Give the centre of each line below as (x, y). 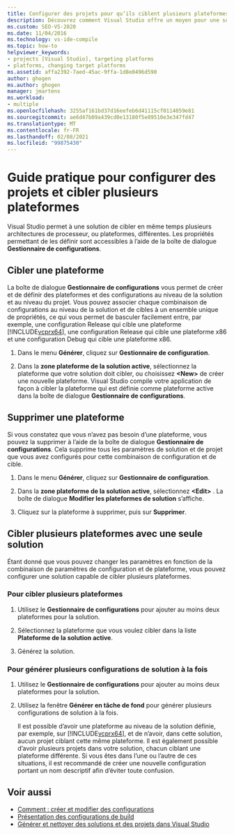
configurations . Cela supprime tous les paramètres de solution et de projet (115, 449)
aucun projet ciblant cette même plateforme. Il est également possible (117, 741)
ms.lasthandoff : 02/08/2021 (48, 136)
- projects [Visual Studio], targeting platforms (81, 59)
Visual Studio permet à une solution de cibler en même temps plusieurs (110, 226)
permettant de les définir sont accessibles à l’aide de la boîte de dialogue (112, 242)
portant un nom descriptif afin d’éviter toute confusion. (96, 771)
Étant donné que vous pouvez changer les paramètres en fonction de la (110, 561)
